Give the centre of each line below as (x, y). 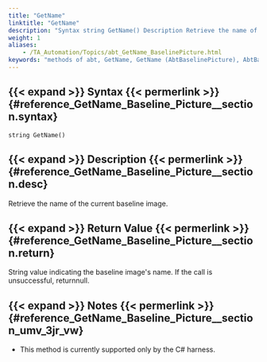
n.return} (32, 253)
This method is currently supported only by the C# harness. (118, 349)
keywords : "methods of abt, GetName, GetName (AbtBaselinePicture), (124, 60)
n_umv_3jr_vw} (46, 330)
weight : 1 (25, 38)
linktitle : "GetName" (44, 23)
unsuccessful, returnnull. (49, 281)
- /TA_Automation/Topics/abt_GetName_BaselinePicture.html (122, 52)
